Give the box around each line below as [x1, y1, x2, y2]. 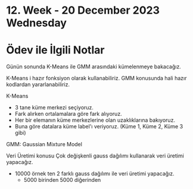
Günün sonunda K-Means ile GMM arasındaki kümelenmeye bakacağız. [6, 63, 182, 70]
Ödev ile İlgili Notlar [6, 43, 105, 57]
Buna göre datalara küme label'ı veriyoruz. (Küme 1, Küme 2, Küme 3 [14, 123, 183, 130]
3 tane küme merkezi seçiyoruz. [14, 104, 94, 111]
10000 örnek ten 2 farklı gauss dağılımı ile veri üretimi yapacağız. [14, 170, 175, 177]
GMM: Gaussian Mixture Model [6, 141, 82, 148]
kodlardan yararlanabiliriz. [6, 81, 70, 88]
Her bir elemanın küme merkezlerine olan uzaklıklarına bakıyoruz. [14, 116, 176, 124]
